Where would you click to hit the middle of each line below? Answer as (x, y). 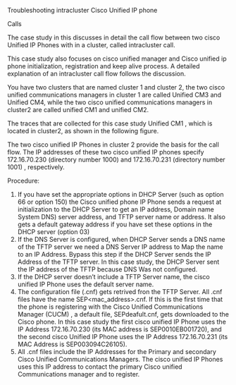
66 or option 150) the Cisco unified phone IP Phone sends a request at (119, 202)
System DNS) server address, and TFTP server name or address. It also (121, 217)
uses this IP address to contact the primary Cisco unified (100, 367)
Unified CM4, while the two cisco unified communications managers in (110, 102)
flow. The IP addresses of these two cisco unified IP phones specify (106, 152)
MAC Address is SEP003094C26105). (72, 344)
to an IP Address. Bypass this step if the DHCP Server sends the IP (114, 254)
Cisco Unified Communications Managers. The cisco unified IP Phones (120, 359)
